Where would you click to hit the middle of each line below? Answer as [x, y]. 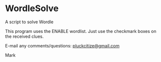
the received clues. [25, 36]
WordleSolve [32, 8]
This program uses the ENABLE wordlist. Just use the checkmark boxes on [81, 31]
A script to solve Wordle [29, 22]
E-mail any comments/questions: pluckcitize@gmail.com [62, 46]
